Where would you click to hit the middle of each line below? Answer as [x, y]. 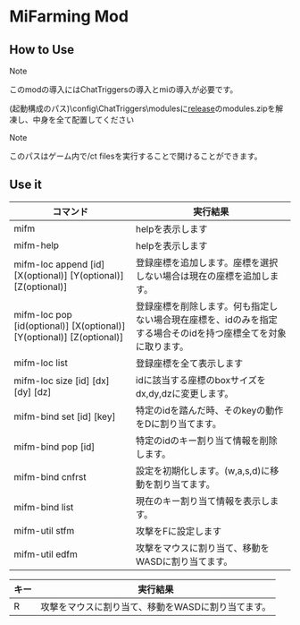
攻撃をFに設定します [179, 531]
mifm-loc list [41, 363]
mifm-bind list [44, 507]
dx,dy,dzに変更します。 [184, 393]
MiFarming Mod [69, 17]
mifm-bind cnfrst [50, 476]
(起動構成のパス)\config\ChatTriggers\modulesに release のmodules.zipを [142, 108]
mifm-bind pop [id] [54, 447]
